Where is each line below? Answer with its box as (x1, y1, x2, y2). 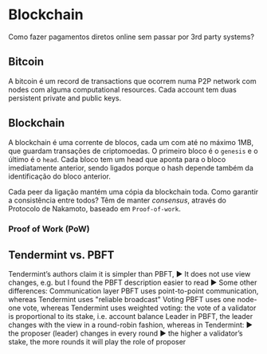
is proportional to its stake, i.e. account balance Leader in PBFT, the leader (8, 312, 253, 321)
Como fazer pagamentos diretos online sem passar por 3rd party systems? (8, 32, 255, 41)
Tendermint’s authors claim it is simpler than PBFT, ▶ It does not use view (8, 269, 251, 279)
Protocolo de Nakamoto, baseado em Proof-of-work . (8, 203, 181, 213)
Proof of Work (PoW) (8, 223, 90, 234)
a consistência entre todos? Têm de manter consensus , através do (8, 195, 227, 205)
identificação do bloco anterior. (8, 171, 112, 181)
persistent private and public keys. (8, 93, 122, 103)
